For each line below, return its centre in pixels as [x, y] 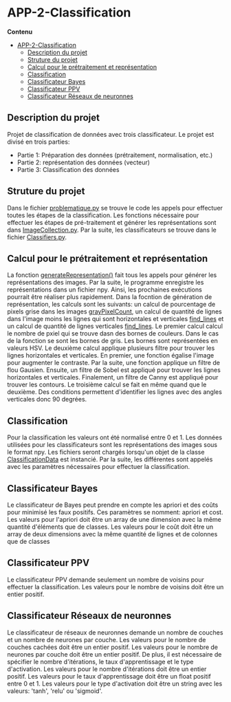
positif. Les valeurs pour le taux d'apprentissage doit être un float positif [109, 676]
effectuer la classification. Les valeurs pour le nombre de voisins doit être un [115, 586]
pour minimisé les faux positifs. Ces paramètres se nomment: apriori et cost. [115, 512]
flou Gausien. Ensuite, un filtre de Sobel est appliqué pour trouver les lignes [114, 370]
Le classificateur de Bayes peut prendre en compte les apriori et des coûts [113, 505]
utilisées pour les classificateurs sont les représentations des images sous [112, 445]
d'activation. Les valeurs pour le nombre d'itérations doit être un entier [107, 669]
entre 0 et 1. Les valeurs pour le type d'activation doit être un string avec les [115, 683]
